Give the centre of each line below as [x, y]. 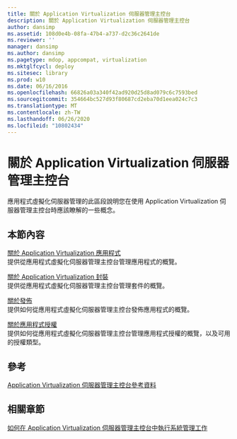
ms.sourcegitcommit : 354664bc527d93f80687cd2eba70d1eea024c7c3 [103, 100]
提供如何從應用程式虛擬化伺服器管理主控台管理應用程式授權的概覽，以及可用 [119, 334]
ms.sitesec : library [38, 73]
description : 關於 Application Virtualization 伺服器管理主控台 [99, 21]
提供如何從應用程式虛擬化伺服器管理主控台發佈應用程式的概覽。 [100, 310]
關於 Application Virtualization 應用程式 [64, 253]
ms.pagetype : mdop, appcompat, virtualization [77, 60]
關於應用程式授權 [32, 324]
